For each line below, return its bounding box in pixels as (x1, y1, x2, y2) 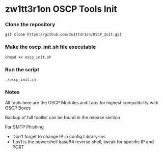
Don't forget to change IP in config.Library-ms (12, 134, 106, 140)
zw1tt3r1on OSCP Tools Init (5, 3, 117, 15)
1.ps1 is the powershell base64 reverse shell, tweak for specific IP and (12, 139, 154, 145)
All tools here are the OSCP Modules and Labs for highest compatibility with (5, 100, 159, 106)
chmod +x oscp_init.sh (5, 55, 52, 60)
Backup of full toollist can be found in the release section (5, 115, 120, 121)
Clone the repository (5, 21, 55, 28)
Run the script (5, 66, 40, 73)
